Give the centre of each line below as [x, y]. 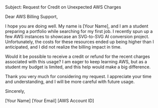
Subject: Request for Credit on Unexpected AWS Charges [63, 7]
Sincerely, [15, 91]
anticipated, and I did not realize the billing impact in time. [63, 47]
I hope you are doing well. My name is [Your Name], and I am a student [77, 26]
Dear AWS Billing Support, [31, 16]
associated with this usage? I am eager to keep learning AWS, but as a [76, 62]
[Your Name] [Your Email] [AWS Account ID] [50, 101]
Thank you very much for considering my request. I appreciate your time [78, 76]
